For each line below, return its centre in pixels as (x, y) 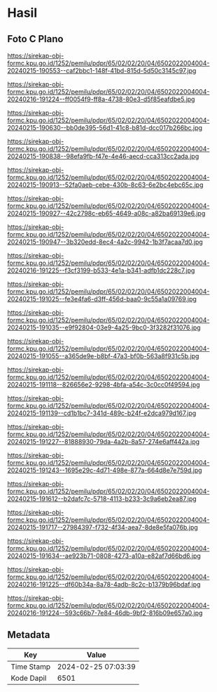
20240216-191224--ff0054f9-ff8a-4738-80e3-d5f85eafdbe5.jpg (101, 99)
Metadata (29, 635)
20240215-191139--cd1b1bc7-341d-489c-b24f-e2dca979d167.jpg (102, 413)
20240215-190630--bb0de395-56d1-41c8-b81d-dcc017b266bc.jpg (105, 128)
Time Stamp (31, 667)
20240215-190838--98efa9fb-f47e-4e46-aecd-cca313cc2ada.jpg (103, 156)
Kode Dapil (29, 678)
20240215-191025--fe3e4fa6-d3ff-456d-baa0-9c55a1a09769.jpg (102, 299)
